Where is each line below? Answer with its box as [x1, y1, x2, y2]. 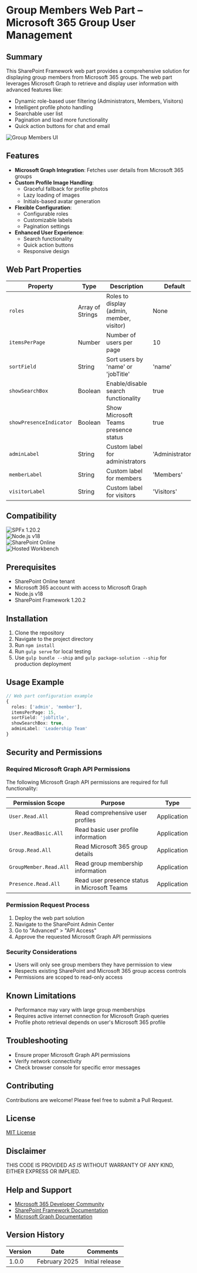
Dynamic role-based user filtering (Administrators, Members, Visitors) [14, 98, 184, 105]
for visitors [106, 491, 136, 499]
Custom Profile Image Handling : [14, 179, 94, 186]
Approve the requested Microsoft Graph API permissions [14, 933, 152, 940]
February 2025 [37, 1257, 79, 1265]
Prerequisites [6, 562, 56, 572]
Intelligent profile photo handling [14, 104, 93, 110]
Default [164, 282, 185, 290]
